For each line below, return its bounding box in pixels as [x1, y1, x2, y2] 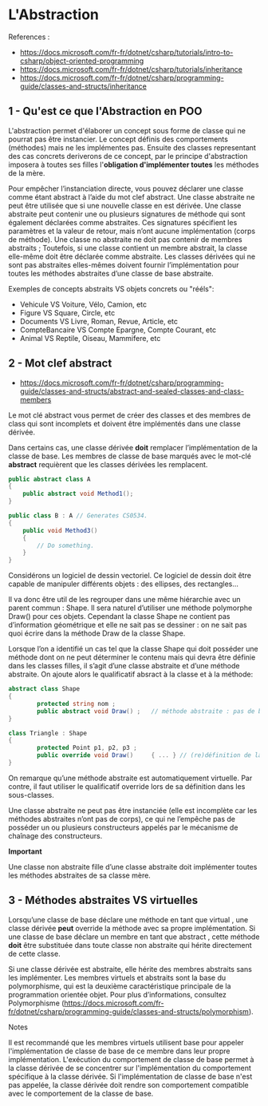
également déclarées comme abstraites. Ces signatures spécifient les [8, 217, 238, 227]
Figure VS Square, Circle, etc [19, 307, 116, 317]
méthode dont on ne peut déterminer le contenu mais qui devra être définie [8, 652, 256, 662]
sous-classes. [8, 790, 54, 799]
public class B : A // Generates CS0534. [8, 512, 148, 520]
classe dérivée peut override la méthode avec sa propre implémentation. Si [8, 923, 256, 933]
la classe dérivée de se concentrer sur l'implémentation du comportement [8, 1063, 251, 1072]
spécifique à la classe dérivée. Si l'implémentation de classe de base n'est [8, 1072, 253, 1081]
